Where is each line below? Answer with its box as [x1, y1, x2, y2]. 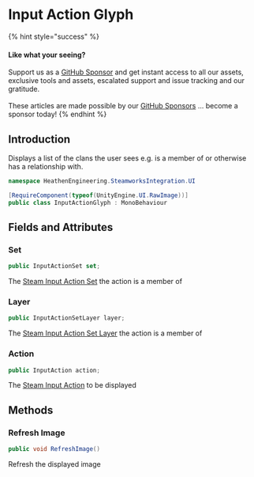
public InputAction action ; [8, 366, 101, 374]
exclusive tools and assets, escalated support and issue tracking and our [8, 76, 245, 85]
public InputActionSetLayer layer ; [8, 314, 125, 322]
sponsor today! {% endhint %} [8, 109, 107, 119]
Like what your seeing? [8, 50, 86, 59]
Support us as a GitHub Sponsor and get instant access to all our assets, [8, 67, 245, 77]
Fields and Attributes [8, 220, 114, 234]
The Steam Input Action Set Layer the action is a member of [8, 328, 203, 338]
